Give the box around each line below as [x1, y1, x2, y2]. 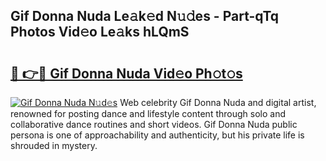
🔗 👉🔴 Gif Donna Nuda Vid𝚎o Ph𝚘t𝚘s [10, 65, 243, 82]
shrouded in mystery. [10, 140, 98, 151]
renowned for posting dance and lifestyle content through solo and [10, 108, 286, 119]
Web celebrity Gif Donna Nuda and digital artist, [119, 97, 317, 108]
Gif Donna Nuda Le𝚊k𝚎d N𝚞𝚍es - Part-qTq [10, 8, 280, 25]
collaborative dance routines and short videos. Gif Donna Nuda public [10, 119, 298, 130]
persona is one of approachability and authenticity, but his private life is [10, 129, 305, 141]
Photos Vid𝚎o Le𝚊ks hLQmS [10, 24, 190, 41]
